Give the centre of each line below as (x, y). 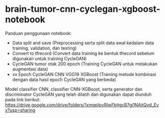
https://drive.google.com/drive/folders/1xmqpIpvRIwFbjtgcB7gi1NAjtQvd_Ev (82, 105)
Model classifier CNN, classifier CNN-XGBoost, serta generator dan (74, 89)
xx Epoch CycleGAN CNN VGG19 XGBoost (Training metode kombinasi (84, 74)
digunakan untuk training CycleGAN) (49, 58)
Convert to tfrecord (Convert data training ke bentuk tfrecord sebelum (83, 53)
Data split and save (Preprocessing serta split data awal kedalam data (83, 42)
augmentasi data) (30, 69)
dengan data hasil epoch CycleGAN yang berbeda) (64, 79)
